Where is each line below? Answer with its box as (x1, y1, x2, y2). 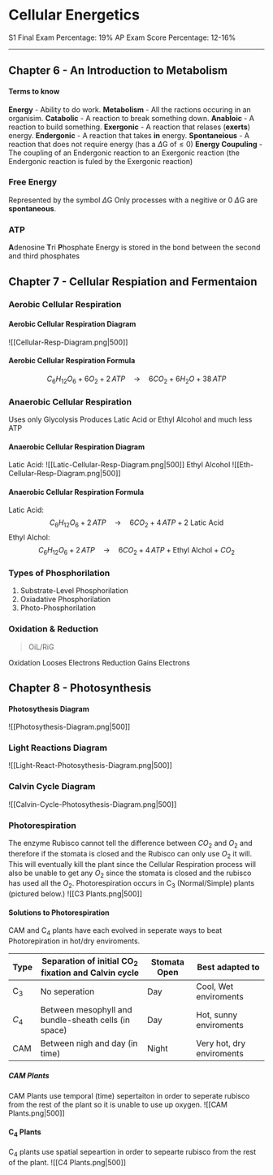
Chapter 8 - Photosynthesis (8, 681, 152, 695)
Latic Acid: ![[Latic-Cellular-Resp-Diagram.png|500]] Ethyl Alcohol (8, 460, 231, 470)
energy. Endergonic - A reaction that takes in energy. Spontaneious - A (8, 130, 250, 140)
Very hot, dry (196, 1038, 246, 1049)
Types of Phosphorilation (8, 567, 110, 579)
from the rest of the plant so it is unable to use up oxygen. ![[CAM (8, 1099, 227, 1110)
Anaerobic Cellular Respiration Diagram (8, 441, 145, 452)
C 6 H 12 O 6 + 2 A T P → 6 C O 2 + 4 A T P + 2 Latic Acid (49, 518, 224, 530)
